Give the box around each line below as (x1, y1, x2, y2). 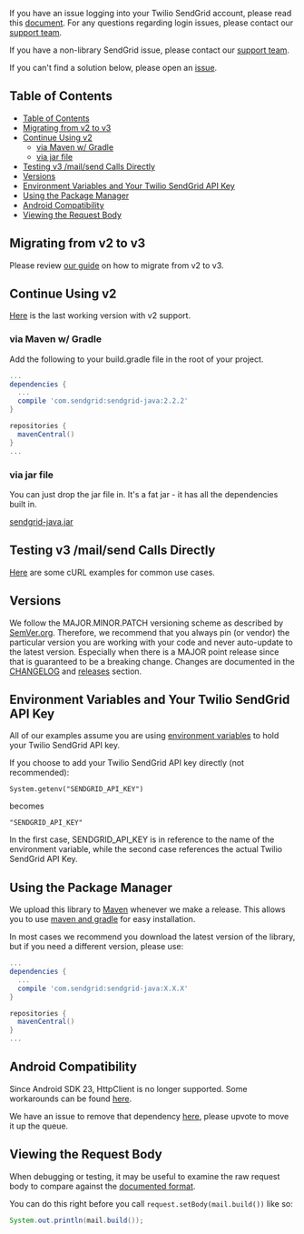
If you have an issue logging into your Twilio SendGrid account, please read (9, 8, 292, 18)
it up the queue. (9, 1120, 69, 1131)
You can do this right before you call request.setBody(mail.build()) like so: (9, 1198, 293, 1209)
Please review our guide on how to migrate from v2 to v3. (9, 259, 224, 271)
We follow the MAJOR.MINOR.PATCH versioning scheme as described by (9, 617, 284, 628)
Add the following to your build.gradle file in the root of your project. (9, 354, 264, 365)
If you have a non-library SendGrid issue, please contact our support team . (9, 45, 290, 55)
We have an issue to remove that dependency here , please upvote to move (9, 1110, 289, 1121)
